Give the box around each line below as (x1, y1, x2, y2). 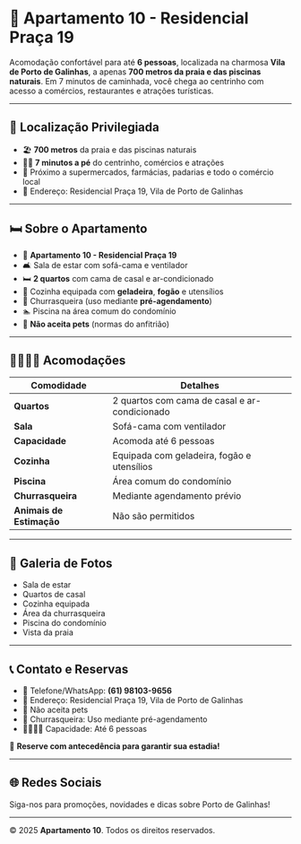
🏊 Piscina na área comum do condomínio (21, 305, 176, 317)
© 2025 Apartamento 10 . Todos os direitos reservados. (9, 824, 216, 835)
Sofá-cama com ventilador (112, 421, 227, 433)
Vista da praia (21, 627, 74, 638)
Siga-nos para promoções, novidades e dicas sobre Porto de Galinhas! (9, 798, 271, 810)
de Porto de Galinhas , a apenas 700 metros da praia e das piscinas (9, 66, 262, 77)
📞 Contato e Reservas (9, 661, 129, 676)
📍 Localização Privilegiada (9, 120, 159, 135)
